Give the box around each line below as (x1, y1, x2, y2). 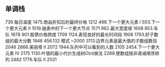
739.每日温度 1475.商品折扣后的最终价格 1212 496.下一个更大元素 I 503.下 (5, 19, 156, 25)
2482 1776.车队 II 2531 (10, 56, 57, 62)
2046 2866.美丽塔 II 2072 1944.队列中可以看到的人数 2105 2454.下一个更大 (5, 44, 160, 50)
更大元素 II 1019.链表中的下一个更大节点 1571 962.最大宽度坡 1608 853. (9, 25, 154, 31)
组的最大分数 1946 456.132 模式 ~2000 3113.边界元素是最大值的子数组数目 (5, 37, 158, 43)
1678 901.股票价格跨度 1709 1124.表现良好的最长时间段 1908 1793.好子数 (10, 31, 159, 37)
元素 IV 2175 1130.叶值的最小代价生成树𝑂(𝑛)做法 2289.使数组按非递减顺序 (5, 50, 156, 56)
